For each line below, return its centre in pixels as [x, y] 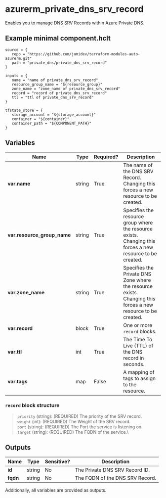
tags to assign [140, 378]
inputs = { [16, 76]
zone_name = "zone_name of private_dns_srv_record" [66, 89]
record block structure [32, 406]
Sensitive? [57, 461]
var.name [19, 183]
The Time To [138, 339]
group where [138, 223]
